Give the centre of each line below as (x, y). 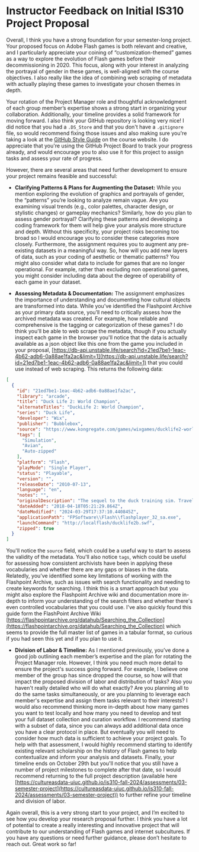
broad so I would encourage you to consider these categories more (97, 237)
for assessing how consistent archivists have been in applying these (89, 563)
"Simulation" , (39, 440)
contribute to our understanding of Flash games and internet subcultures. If (98, 832)
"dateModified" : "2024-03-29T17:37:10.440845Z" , (78, 512)
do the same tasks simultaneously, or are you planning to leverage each (102, 695)
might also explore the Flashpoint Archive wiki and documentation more (94, 595)
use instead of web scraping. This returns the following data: (89, 369)
